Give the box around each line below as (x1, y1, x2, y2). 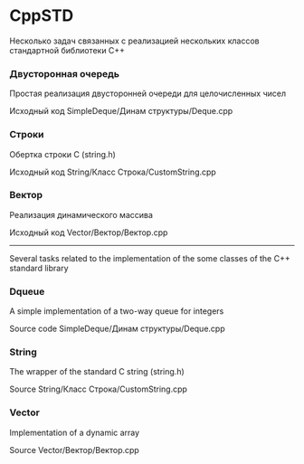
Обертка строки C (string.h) (9, 148, 116, 159)
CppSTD (9, 5, 74, 26)
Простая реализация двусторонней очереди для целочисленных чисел (9, 88, 287, 99)
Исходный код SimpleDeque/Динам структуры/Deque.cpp (9, 106, 233, 117)
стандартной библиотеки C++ (9, 44, 125, 55)
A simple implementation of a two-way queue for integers (9, 306, 224, 317)
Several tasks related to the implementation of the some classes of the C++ (9, 252, 291, 263)
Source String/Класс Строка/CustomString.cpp (9, 384, 188, 394)
